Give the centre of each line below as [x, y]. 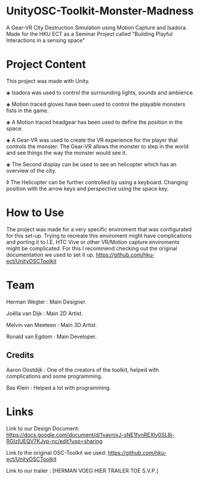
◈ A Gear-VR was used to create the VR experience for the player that [92, 140]
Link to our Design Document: [43, 428]
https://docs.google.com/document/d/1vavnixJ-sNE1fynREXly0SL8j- [90, 435]
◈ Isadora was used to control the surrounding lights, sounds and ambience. [100, 92]
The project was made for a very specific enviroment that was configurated [99, 229]
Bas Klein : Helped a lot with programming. [59, 387]
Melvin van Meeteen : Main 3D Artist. [52, 325]
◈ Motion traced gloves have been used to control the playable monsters [96, 104]
